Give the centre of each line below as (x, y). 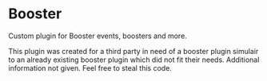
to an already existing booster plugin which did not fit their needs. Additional (134, 60)
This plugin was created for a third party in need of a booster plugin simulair (133, 51)
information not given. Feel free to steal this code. (90, 67)
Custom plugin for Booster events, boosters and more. (98, 36)
